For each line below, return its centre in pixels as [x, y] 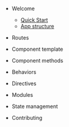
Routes [20, 38]
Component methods [37, 61]
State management [35, 106]
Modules [22, 95]
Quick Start [34, 20]
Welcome [23, 9]
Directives [24, 83]
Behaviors [24, 72]
